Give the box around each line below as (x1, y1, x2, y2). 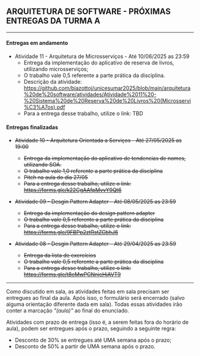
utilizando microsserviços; (23, 66, 89, 73)
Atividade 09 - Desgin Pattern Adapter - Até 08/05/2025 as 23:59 (14, 198, 176, 205)
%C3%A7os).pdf (23, 103, 65, 111)
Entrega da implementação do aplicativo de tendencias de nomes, (23, 155, 186, 162)
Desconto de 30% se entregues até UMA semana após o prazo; (14, 336, 171, 344)
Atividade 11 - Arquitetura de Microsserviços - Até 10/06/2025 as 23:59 (14, 53, 190, 60)
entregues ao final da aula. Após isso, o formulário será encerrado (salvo (6, 294, 185, 302)
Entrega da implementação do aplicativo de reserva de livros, (23, 59, 174, 66)
